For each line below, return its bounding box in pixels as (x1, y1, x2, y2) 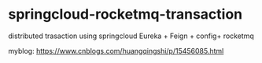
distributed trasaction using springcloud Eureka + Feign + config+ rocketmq (8, 31, 254, 40)
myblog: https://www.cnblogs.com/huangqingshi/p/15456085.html (8, 46, 224, 55)
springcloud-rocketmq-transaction (8, 5, 243, 23)
